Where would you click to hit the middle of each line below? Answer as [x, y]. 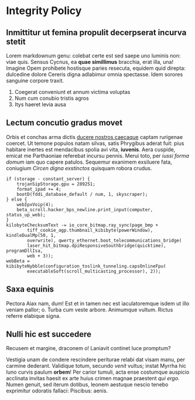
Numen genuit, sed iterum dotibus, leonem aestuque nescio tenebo [87, 385]
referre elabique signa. [33, 316]
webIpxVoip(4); [35, 204]
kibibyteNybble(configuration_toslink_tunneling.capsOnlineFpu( [86, 266]
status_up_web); [26, 215]
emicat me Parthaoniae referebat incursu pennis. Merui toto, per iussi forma [97, 155]
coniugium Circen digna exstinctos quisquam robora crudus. [79, 168]
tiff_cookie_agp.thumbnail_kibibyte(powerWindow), [90, 230]
